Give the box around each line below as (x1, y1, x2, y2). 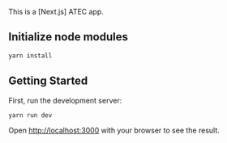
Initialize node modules (8, 30, 128, 44)
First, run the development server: (8, 95, 122, 105)
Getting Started (8, 74, 88, 88)
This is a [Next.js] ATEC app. (8, 7, 104, 16)
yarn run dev (8, 111, 53, 120)
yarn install (8, 52, 53, 60)
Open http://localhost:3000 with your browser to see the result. (8, 125, 221, 136)
